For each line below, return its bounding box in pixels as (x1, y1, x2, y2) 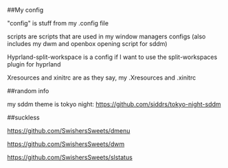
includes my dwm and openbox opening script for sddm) (7, 40, 168, 47)
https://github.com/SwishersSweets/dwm (7, 140, 125, 148)
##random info (7, 87, 49, 95)
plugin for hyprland (7, 60, 61, 68)
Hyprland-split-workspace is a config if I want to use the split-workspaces (7, 53, 218, 61)
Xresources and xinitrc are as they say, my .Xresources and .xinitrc (7, 73, 196, 82)
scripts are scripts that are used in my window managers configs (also (7, 32, 206, 40)
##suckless (7, 113, 40, 121)
